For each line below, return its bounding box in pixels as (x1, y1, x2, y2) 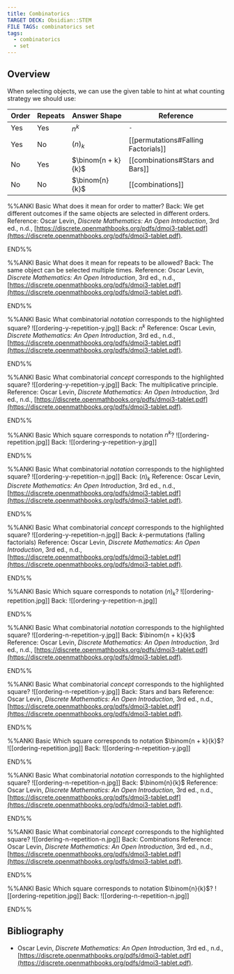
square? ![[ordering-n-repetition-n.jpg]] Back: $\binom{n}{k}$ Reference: (7, 778, 218, 787)
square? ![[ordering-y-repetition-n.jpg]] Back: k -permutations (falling (7, 531, 205, 539)
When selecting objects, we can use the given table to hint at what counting (7, 86, 225, 95)
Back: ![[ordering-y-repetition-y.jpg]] (51, 438, 157, 447)
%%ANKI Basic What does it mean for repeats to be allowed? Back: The (7, 258, 214, 267)
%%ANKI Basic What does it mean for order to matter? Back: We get (7, 202, 204, 210)
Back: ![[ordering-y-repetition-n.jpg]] (51, 596, 158, 605)
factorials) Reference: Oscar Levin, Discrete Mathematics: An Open (7, 538, 201, 547)
